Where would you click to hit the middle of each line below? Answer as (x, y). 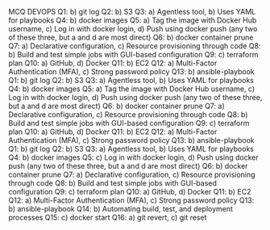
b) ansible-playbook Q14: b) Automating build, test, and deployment (121, 209)
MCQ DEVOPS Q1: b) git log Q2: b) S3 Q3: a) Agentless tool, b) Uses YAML (132, 12)
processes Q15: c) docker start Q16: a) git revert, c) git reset (108, 217)
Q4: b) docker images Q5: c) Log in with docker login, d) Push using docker (134, 157)
